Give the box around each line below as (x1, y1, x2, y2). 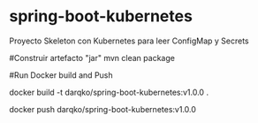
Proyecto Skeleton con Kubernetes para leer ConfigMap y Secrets (9, 35, 249, 46)
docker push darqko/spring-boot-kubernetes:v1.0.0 (9, 104, 197, 114)
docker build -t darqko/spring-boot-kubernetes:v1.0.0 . (9, 87, 209, 97)
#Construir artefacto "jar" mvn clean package (9, 52, 175, 63)
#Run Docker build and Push (9, 69, 113, 81)
